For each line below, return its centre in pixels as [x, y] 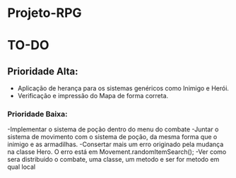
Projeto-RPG [45, 13]
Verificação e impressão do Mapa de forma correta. [93, 96]
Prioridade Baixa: [37, 114]
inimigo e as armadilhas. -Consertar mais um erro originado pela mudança [116, 144]
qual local [22, 167]
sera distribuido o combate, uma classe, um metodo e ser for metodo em [113, 160]
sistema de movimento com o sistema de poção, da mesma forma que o [112, 137]
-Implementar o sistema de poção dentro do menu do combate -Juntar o [113, 129]
